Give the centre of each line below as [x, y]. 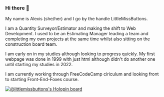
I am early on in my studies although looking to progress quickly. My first [80, 54]
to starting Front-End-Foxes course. [42, 80]
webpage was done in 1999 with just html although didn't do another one [80, 59]
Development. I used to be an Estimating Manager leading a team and [77, 34]
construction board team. [31, 44]
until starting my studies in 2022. [39, 65]
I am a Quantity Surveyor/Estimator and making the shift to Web [70, 28]
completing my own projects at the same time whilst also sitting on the [77, 39]
